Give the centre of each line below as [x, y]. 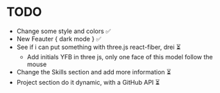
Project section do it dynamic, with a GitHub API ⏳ [88, 82]
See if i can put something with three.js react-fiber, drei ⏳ [99, 47]
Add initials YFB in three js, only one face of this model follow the [120, 56]
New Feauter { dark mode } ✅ [59, 39]
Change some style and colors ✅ [64, 31]
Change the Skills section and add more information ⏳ [94, 72]
